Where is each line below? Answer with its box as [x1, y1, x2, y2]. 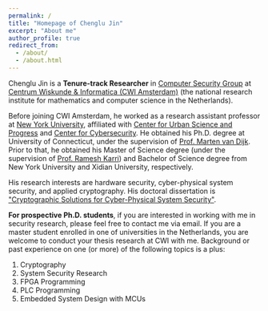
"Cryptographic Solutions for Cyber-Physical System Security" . [8, 194, 217, 204]
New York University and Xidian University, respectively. [8, 162, 194, 172]
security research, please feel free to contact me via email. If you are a [8, 218, 242, 228]
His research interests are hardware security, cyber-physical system [8, 177, 234, 187]
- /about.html [15, 57, 62, 65]
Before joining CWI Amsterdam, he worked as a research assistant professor [8, 111, 261, 120]
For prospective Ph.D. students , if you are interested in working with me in [8, 210, 256, 220]
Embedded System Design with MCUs [19, 293, 146, 303]
